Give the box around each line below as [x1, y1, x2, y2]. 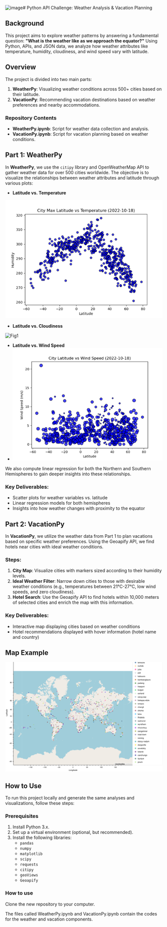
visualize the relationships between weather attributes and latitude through [5, 175, 159, 181]
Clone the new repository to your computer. [5, 901, 95, 907]
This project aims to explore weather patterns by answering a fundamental [5, 33, 159, 39]
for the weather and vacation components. [5, 916, 93, 922]
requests [19, 862, 38, 867]
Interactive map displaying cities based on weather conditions [12, 623, 140, 629]
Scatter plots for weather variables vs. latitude [12, 495, 108, 501]
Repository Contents [5, 114, 56, 121]
